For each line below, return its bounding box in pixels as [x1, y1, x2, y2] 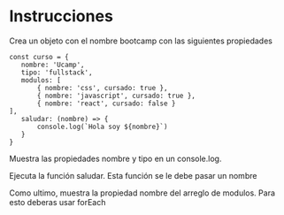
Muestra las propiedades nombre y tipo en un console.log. [9, 153, 222, 164]
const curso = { [9, 52, 69, 61]
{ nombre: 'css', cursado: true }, [36, 83, 168, 92]
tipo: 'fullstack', [20, 68, 93, 77]
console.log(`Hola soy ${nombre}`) [36, 122, 168, 131]
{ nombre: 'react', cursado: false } [36, 99, 176, 108]
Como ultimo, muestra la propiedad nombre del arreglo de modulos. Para [9, 188, 276, 198]
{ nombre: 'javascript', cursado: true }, [36, 91, 196, 100]
